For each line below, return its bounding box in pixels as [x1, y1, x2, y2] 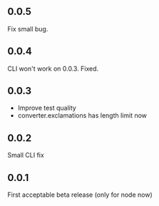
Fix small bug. [7, 24, 48, 33]
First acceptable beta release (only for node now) [7, 190, 153, 199]
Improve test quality [17, 103, 76, 113]
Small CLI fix [7, 151, 44, 160]
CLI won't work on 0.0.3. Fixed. [7, 64, 99, 73]
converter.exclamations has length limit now [17, 111, 148, 120]
